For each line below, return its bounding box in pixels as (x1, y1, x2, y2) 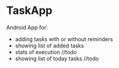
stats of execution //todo (15, 48, 77, 55)
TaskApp (6, 4, 53, 18)
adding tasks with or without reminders (15, 35, 114, 42)
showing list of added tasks (15, 42, 84, 49)
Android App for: (6, 24, 49, 31)
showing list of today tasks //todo (15, 55, 99, 62)
